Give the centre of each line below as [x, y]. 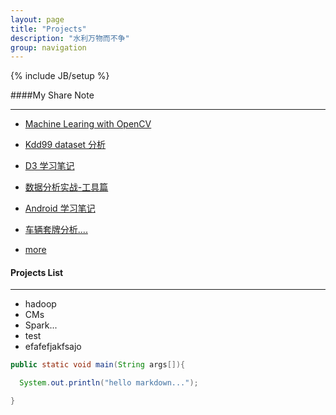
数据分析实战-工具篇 [66, 187]
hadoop [40, 304]
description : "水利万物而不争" [70, 38]
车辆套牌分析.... [56, 230]
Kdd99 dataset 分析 [65, 145]
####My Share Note [52, 95]
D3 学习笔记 [49, 166]
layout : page [37, 19]
